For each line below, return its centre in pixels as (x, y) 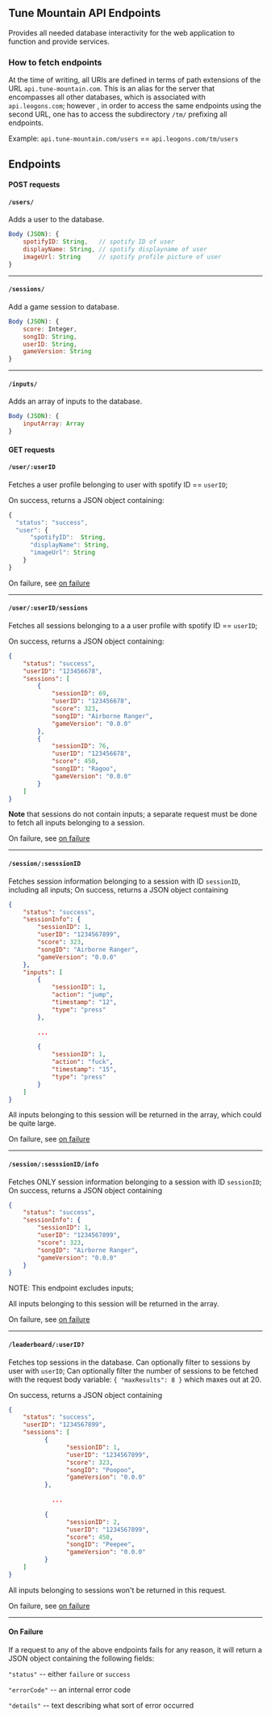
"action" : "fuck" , (82, 1062)
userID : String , (50, 344)
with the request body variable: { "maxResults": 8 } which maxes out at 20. (135, 1379)
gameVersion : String (57, 352)
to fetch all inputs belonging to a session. (77, 823)
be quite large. (32, 1124)
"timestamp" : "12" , (84, 1003)
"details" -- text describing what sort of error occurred (101, 1706)
